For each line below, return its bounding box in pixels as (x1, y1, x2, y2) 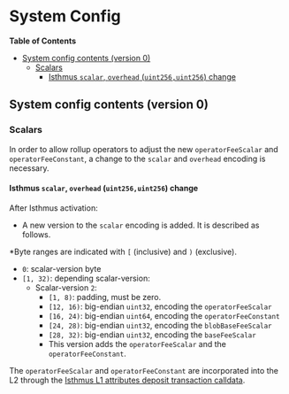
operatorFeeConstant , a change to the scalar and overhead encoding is (9, 153, 266, 164)
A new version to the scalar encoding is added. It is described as (21, 220, 260, 230)
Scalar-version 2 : (34, 282, 97, 293)
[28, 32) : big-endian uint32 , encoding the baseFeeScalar (48, 329, 256, 340)
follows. (21, 228, 51, 240)
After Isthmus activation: (9, 202, 99, 213)
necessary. (9, 162, 50, 174)
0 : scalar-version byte (21, 263, 102, 274)
